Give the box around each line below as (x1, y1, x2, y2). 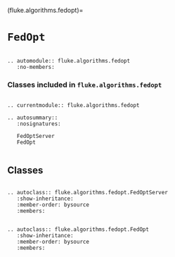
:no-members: (16, 63, 55, 70)
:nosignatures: (16, 120, 61, 127)
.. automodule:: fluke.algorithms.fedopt (7, 57, 131, 64)
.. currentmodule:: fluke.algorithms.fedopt (7, 102, 140, 109)
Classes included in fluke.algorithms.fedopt (7, 80, 162, 89)
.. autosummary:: (7, 114, 58, 122)
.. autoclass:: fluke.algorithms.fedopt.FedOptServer (7, 189, 169, 196)
